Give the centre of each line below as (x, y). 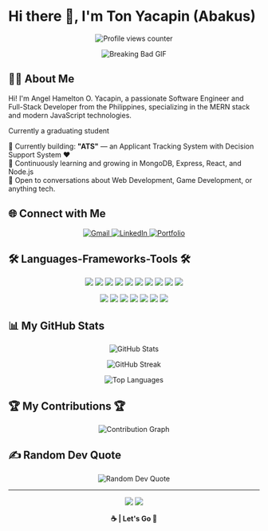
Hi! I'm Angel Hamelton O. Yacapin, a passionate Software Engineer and (126, 98)
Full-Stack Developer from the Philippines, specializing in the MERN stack (129, 106)
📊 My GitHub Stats (57, 325)
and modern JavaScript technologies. (70, 115)
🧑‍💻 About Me (41, 79)
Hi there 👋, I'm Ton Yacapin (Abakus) (132, 16)
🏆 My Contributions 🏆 (67, 406)
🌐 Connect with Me (57, 214)
